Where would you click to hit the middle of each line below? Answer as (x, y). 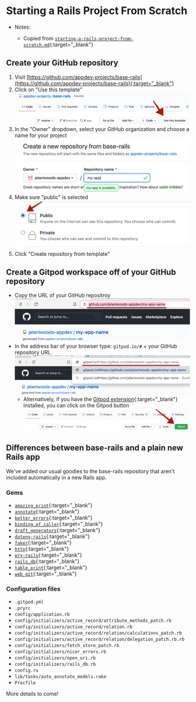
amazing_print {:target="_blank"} (53, 505)
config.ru (27, 671)
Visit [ (22, 77)
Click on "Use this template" (48, 90)
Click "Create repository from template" (62, 254)
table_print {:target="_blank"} (51, 567)
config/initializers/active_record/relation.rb (73, 627)
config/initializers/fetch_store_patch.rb (67, 646)
